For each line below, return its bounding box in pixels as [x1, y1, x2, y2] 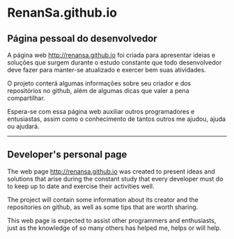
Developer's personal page [7, 149, 127, 160]
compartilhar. [7, 94, 45, 102]
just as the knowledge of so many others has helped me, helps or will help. [7, 224, 221, 232]
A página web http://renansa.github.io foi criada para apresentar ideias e [7, 51, 216, 59]
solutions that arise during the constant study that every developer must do [7, 174, 224, 183]
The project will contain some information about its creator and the [7, 195, 198, 204]
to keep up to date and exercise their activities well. [7, 182, 155, 190]
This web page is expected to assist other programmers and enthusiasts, [7, 216, 217, 224]
